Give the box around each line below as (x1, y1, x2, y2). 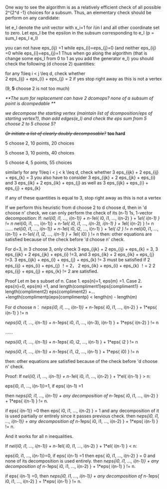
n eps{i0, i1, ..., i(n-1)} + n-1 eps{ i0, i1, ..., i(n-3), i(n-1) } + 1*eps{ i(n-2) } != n (5, 319, 159, 325)
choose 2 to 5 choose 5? (5, 121, 56, 126)
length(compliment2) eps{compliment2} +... (5, 288, 96, 294)
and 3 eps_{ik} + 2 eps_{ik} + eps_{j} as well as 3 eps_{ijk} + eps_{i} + (5, 180, 149, 185)
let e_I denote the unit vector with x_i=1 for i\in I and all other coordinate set (5, 24, 160, 30)
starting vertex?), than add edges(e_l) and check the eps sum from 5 (5, 115, 147, 121)
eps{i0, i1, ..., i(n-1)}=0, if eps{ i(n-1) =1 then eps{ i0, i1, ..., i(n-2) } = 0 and (5, 452, 156, 458)
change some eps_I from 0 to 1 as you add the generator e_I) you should (5, 55, 154, 61)
